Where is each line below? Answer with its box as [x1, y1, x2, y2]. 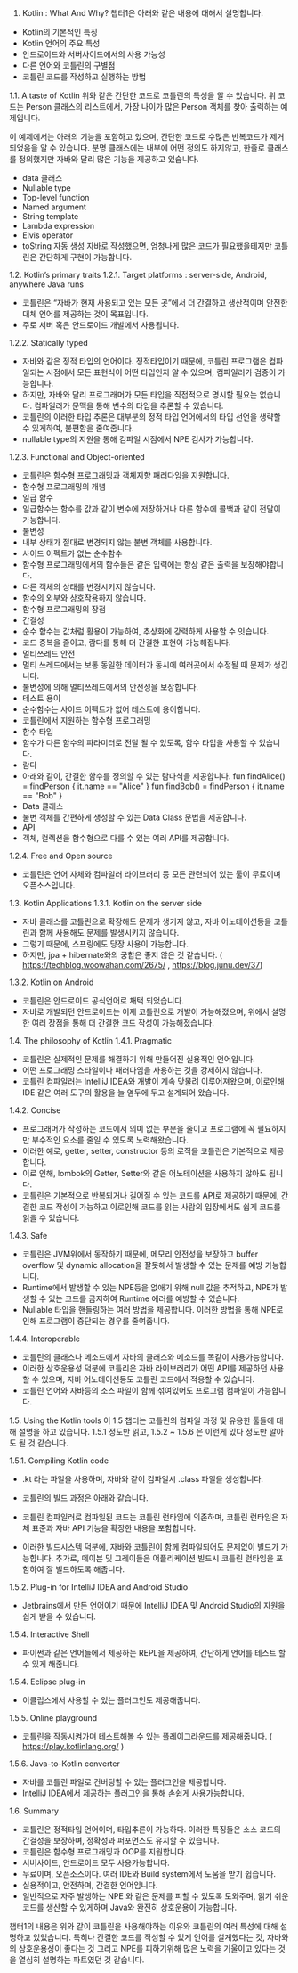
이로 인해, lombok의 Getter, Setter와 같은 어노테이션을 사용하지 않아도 [21, 1168, 267, 1178]
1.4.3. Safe [9, 1231, 48, 1240]
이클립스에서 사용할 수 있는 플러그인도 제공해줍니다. [21, 1695, 201, 1705]
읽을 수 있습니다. [21, 1213, 80, 1223]
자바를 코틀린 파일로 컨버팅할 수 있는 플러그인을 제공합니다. [21, 1777, 227, 1787]
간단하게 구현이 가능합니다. [38, 252, 132, 262]
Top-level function [21, 192, 90, 202]
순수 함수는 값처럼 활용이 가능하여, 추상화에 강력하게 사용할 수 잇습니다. [21, 626, 270, 636]
